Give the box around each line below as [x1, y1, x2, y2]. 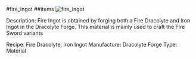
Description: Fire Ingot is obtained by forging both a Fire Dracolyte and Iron [6, 17, 191, 24]
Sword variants [6, 29, 43, 37]
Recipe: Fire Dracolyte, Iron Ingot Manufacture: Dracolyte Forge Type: [6, 41, 178, 48]
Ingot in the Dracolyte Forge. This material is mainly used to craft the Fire [6, 24, 185, 30]
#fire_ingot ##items [6, 6, 55, 12]
